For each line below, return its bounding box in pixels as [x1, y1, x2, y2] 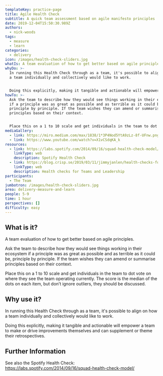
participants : [5, 173, 34, 178]
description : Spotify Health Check [14, 155, 86, 161]
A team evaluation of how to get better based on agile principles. [5, 236, 134, 242]
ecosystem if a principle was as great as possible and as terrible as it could [5, 251, 155, 257]
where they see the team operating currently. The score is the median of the [5, 276, 158, 282]
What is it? [5, 224, 38, 232]
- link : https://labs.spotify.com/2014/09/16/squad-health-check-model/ [9, 147, 160, 151]
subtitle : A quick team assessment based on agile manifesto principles [5, 16, 155, 21]
